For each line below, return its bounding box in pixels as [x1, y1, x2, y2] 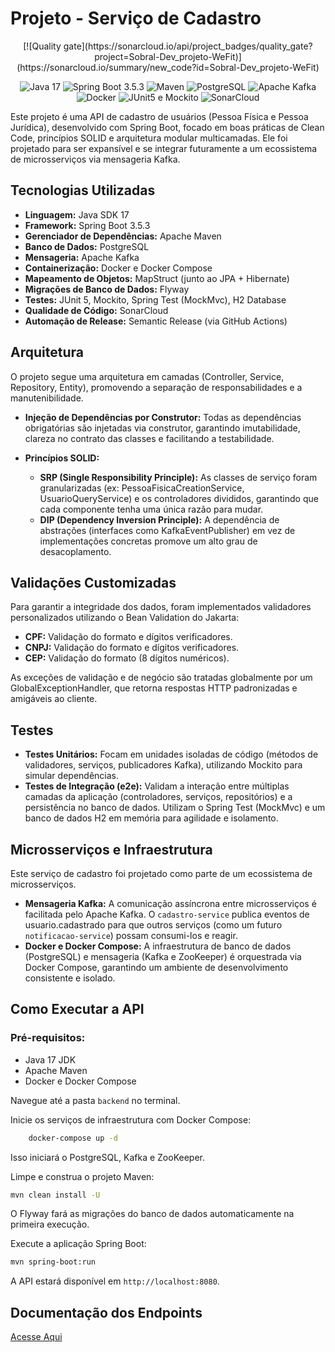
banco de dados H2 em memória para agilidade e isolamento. [24, 812, 279, 824]
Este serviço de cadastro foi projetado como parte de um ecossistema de [10, 868, 313, 879]
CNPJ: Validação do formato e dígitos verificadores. [24, 642, 240, 654]
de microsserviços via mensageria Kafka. [10, 153, 181, 165]
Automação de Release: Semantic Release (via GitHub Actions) [24, 315, 288, 327]
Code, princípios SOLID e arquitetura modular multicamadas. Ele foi [10, 132, 288, 144]
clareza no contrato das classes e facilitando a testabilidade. [24, 432, 275, 444]
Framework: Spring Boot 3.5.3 [24, 219, 151, 231]
